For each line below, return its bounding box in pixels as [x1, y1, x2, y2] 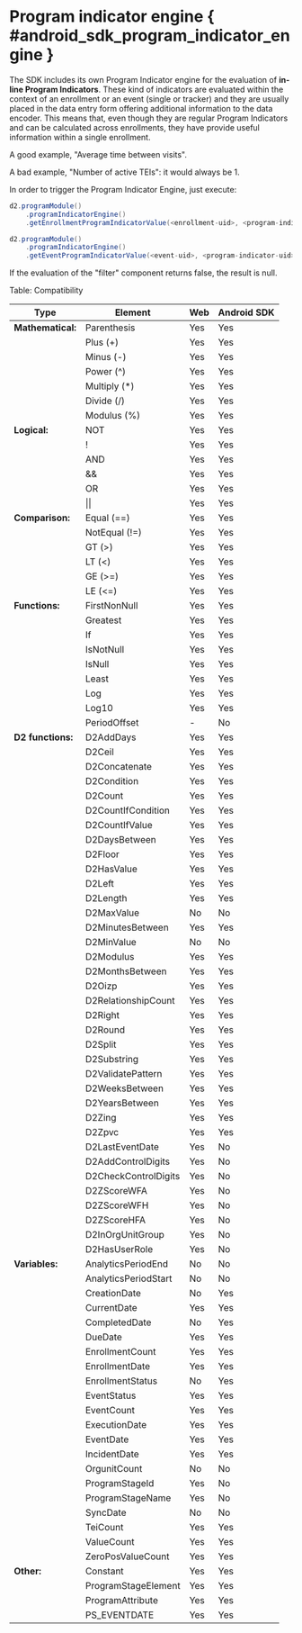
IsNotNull [84, 644, 125, 656]
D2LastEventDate [84, 1141, 160, 1153]
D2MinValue [84, 936, 137, 949]
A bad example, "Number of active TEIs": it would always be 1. [9, 167, 240, 177]
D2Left [84, 878, 115, 890]
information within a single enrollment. [9, 131, 151, 142]
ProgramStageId [84, 1477, 155, 1490]
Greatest [84, 614, 122, 627]
